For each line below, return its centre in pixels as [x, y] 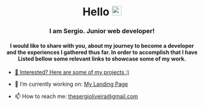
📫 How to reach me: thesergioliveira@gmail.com [76, 96]
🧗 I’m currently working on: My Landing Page [71, 84]
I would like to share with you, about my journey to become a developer [102, 45]
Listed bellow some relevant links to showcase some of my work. [102, 59]
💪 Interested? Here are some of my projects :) [72, 72]
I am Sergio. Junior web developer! [102, 31]
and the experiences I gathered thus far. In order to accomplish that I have [102, 52]
